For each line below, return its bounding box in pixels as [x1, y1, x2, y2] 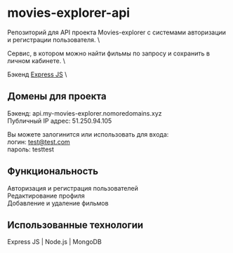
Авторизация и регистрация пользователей [7, 184, 138, 192]
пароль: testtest [7, 145, 55, 153]
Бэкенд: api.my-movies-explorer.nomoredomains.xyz [7, 109, 162, 117]
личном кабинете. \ [7, 56, 65, 64]
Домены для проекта [7, 90, 107, 102]
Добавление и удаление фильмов [7, 198, 109, 207]
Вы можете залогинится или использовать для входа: [7, 130, 169, 138]
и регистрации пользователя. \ [7, 35, 100, 43]
